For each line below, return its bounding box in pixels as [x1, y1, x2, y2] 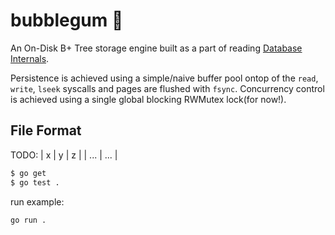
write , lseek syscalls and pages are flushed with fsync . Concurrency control [10, 82, 325, 94]
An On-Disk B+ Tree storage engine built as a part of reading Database [10, 42, 303, 54]
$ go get [10, 168, 47, 178]
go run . [10, 215, 47, 225]
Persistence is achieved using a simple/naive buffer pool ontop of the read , [10, 72, 319, 84]
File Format [10, 122, 82, 139]
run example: [10, 195, 65, 208]
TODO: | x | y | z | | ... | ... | [10, 149, 118, 161]
